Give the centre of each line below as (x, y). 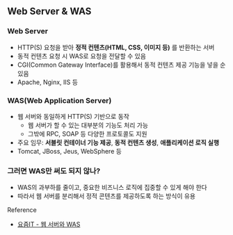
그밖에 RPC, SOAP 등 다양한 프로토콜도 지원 (87, 133)
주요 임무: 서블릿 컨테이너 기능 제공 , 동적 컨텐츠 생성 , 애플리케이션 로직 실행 (118, 143)
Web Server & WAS (49, 11)
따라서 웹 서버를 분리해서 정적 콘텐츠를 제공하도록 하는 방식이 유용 (106, 196)
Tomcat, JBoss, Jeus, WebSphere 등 (69, 151)
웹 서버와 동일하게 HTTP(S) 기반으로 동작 (73, 116)
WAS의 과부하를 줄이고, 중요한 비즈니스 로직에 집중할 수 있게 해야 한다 (112, 188)
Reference (22, 210)
